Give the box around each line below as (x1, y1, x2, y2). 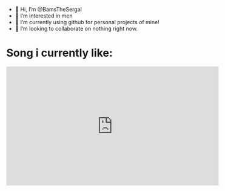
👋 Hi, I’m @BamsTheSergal (15, 6, 82, 13)
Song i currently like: (6, 46, 113, 60)
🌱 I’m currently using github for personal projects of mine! (15, 19, 160, 25)
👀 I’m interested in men (15, 12, 73, 19)
